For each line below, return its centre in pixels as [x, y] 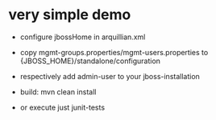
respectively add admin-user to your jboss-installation [110, 76]
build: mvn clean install [58, 92]
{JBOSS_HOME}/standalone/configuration [90, 61]
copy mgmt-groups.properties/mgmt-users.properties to [114, 52]
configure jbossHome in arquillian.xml [83, 37]
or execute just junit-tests [62, 107]
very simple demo [70, 15]
